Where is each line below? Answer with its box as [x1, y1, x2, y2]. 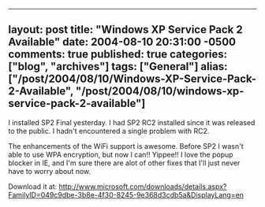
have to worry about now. [8, 166, 91, 176]
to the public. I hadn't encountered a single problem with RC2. [8, 126, 210, 135]
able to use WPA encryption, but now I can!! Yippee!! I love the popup [8, 150, 234, 159]
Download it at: [8, 182, 58, 191]
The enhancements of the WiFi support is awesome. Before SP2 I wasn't [8, 141, 244, 150]
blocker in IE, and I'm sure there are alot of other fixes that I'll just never [8, 158, 241, 168]
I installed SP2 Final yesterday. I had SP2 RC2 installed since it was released [8, 117, 256, 127]
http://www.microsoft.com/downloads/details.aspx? [58, 182, 227, 191]
